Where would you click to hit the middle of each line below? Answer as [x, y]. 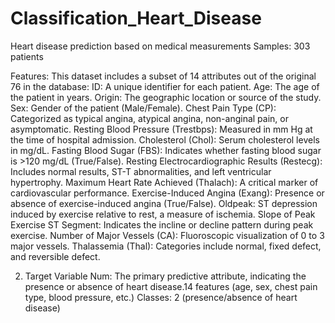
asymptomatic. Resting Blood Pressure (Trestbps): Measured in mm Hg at [161, 129]
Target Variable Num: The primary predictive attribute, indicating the [165, 276]
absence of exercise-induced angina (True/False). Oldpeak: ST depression [164, 203]
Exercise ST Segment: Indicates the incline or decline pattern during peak [162, 224]
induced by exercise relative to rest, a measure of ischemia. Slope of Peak [163, 214]
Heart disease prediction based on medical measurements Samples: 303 [160, 46]
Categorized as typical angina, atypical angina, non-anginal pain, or [149, 118]
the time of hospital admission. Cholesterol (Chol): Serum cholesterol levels [165, 139]
